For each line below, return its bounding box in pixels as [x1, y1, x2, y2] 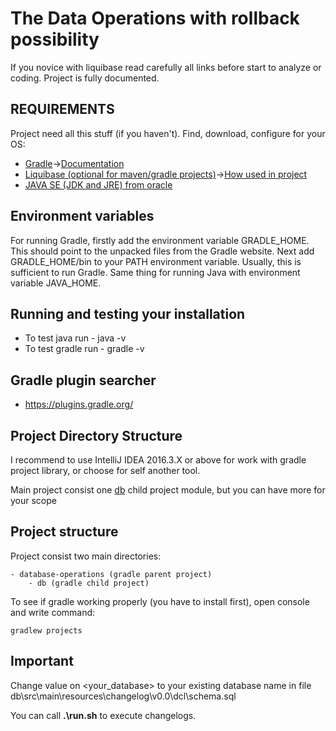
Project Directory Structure [10, 427, 183, 444]
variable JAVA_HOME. [10, 277, 102, 289]
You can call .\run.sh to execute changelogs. [10, 709, 197, 721]
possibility [10, 28, 100, 51]
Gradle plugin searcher [10, 372, 157, 389]
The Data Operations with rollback [10, 7, 300, 30]
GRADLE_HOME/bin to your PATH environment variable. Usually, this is [10, 255, 302, 267]
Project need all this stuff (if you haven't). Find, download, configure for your [10, 127, 326, 139]
